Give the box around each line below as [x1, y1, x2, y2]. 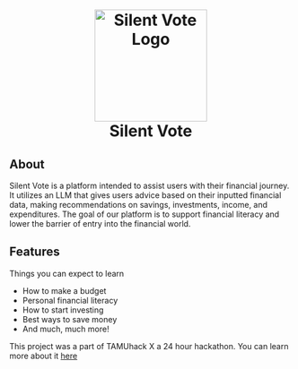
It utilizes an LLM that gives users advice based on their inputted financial [9, 190, 282, 201]
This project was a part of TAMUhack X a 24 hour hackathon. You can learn [9, 340, 289, 351]
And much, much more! [22, 323, 110, 334]
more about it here [9, 350, 78, 361]
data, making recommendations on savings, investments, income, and [9, 200, 267, 210]
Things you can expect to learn [9, 268, 125, 279]
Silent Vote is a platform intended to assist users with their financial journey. [9, 180, 290, 191]
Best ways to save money [22, 313, 118, 324]
